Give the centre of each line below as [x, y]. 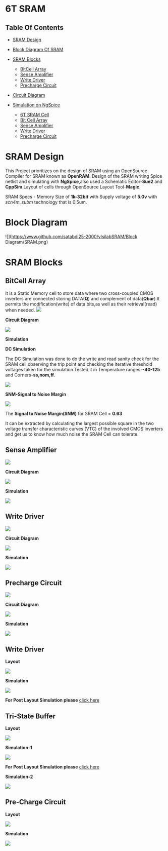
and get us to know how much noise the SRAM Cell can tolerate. [72, 434]
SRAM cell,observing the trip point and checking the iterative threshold [79, 364]
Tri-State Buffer [31, 716]
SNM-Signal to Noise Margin [36, 394]
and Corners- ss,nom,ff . [30, 375]
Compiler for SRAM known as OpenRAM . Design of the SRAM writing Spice [84, 176]
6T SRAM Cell [35, 115]
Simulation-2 [19, 777]
